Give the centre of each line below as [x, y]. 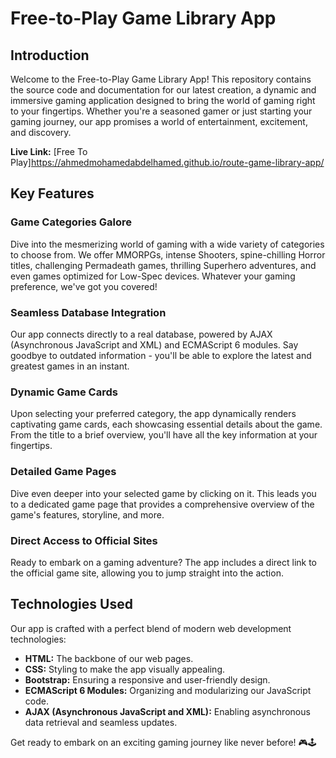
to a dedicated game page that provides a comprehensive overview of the [162, 504]
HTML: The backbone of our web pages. [109, 658]
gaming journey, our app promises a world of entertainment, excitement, [159, 121]
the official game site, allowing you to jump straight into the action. [147, 573]
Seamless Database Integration [88, 312]
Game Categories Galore [71, 222]
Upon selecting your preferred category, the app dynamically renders [153, 414]
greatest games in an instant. [70, 366]
